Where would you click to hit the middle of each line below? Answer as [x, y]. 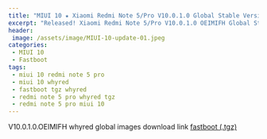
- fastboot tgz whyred [49, 89]
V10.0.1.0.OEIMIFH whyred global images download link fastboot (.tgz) [123, 127]
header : [21, 30]
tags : [17, 68]
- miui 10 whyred [40, 82]
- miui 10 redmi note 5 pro [58, 75]
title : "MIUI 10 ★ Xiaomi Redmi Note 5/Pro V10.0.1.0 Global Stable [124, 15]
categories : [28, 45]
